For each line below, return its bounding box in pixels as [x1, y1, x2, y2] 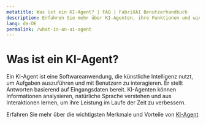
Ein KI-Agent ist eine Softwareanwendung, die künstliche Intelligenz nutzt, [6, 73, 193, 80]
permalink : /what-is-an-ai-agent [6, 26, 92, 33]
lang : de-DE [6, 20, 37, 26]
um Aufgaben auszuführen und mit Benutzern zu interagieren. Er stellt [6, 79, 183, 87]
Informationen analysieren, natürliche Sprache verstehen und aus [6, 93, 172, 100]
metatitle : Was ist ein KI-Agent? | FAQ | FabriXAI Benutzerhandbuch [6, 9, 188, 15]
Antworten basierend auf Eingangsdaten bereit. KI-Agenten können [6, 86, 177, 93]
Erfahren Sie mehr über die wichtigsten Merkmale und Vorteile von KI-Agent [6, 111, 199, 118]
